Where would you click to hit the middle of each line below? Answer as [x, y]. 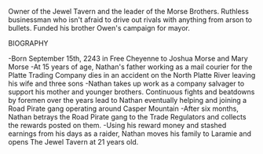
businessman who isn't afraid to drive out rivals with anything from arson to [130, 20]
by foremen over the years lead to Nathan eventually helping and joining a [128, 100]
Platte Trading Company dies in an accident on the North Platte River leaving [132, 75]
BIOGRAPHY [28, 43]
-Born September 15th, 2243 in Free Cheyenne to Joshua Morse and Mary [128, 59]
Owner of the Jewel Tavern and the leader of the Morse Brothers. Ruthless [129, 11]
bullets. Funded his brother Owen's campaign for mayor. [99, 28]
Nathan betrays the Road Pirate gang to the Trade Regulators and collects [127, 117]
